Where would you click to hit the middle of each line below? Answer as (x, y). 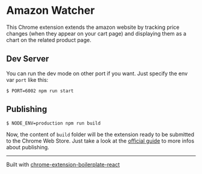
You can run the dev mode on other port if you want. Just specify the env (97, 73)
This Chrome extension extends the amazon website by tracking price (93, 27)
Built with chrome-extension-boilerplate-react (63, 164)
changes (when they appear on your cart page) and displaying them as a (96, 33)
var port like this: (27, 79)
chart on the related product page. (49, 40)
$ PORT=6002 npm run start (40, 91)
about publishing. (28, 147)
